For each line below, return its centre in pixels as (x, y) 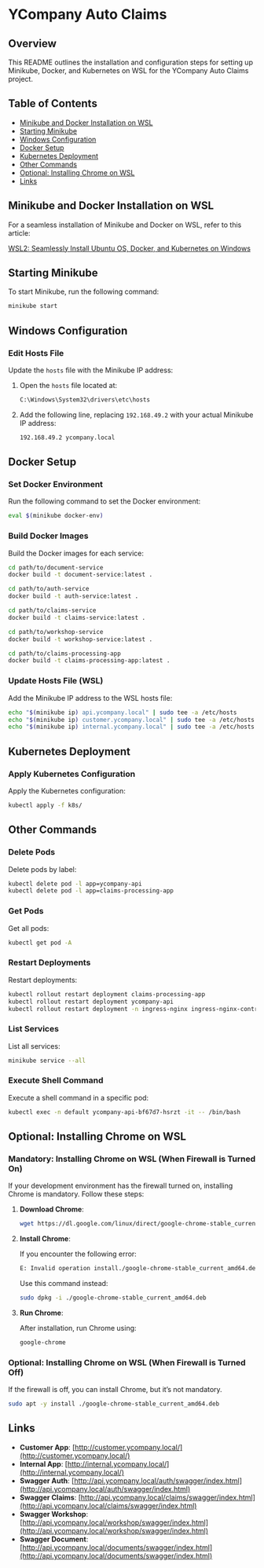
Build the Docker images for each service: (76, 553)
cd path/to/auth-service (49, 589)
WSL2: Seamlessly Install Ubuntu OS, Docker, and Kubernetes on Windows (130, 248)
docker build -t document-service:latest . (81, 575)
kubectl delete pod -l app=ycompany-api (75, 884)
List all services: (34, 1046)
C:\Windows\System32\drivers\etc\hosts (85, 400)
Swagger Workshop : (54, 1514)
